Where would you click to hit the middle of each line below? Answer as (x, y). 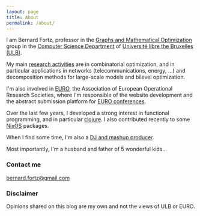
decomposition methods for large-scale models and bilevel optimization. (95, 77)
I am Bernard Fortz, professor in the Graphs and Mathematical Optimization (99, 40)
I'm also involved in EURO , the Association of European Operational (89, 89)
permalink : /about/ (31, 23)
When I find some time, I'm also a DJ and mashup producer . (80, 137)
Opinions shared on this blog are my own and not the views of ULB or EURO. (101, 206)
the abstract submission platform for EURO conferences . (76, 101)
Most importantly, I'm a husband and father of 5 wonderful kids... (86, 149)
